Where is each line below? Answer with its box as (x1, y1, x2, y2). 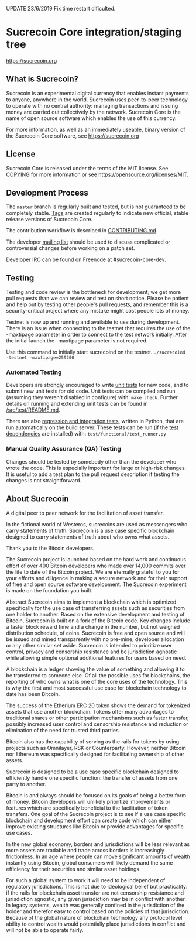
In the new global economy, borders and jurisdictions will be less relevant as (6, 840, 190, 848)
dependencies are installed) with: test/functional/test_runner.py (6, 430, 167, 437)
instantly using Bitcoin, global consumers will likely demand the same (6, 859, 173, 866)
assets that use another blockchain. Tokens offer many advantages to (6, 708, 174, 715)
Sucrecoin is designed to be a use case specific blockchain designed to (6, 768, 180, 775)
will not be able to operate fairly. (6, 926, 84, 933)
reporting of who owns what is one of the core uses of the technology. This (6, 678, 188, 685)
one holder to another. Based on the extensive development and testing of (6, 611, 185, 618)
